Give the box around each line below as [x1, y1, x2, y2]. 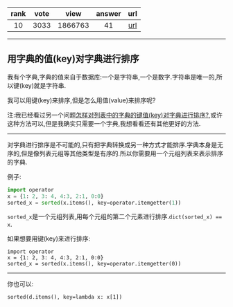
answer [96, 9, 121, 18]
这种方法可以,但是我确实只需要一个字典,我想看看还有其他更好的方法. [7, 119, 201, 127]
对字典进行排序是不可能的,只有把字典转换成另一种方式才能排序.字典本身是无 [7, 140, 224, 149]
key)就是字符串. [21, 81, 67, 89]
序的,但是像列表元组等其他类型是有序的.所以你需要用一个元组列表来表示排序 [7, 149, 224, 158]
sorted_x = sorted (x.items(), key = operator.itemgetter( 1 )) [7, 199, 182, 206]
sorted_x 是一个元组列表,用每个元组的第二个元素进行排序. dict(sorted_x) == [7, 212, 223, 221]
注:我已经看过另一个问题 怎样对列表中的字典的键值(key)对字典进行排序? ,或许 [7, 111, 223, 119]
